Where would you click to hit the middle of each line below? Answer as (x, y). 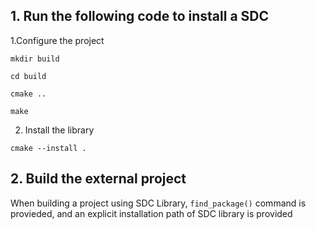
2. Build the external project (98, 179)
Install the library (59, 130)
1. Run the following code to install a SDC (139, 16)
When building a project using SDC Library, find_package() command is (158, 203)
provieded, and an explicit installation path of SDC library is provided (151, 213)
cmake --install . (48, 148)
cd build (28, 76)
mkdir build (35, 59)
